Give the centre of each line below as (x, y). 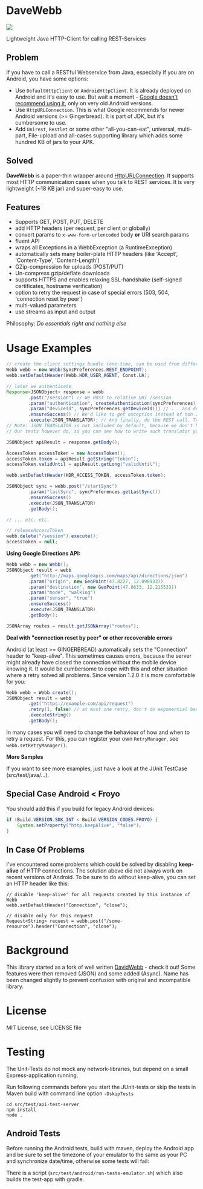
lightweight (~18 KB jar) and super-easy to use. (65, 188)
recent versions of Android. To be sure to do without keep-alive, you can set (101, 877)
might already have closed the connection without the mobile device (91, 662)
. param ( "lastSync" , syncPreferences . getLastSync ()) (95, 492)
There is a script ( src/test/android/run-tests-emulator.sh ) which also (95, 1173)
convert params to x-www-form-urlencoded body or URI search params (102, 235)
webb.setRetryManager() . (37, 745)
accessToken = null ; (32, 542)
